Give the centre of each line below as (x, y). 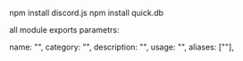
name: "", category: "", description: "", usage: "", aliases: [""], (121, 47)
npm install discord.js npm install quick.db (86, 13)
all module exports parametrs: (64, 30)
